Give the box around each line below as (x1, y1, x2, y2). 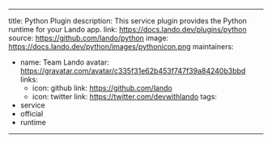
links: (19, 74, 38, 84)
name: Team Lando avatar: (19, 57, 109, 67)
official (19, 109, 44, 118)
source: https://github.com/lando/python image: (8, 33, 168, 43)
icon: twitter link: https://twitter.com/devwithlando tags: (32, 92, 217, 101)
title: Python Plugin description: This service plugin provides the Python (8, 16, 247, 25)
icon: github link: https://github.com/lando (32, 83, 172, 93)
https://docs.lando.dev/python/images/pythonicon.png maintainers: (8, 42, 234, 51)
